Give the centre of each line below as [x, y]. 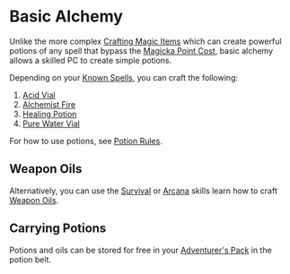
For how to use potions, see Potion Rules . [86, 141]
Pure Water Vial [51, 124]
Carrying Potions [58, 229]
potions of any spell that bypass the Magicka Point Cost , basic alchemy [141, 50]
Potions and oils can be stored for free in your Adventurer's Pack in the [141, 250]
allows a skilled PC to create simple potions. [91, 60]
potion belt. [31, 259]
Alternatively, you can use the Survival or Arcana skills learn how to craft [144, 191]
